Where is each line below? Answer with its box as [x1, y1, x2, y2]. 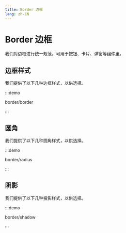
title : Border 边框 [5, 7, 43, 12]
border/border [5, 99, 33, 105]
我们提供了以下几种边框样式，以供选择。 [5, 80, 86, 86]
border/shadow [5, 214, 36, 220]
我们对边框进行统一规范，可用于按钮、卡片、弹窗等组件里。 [5, 51, 124, 57]
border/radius [5, 157, 32, 163]
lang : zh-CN [5, 12, 29, 16]
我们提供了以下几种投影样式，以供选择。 [5, 195, 86, 201]
